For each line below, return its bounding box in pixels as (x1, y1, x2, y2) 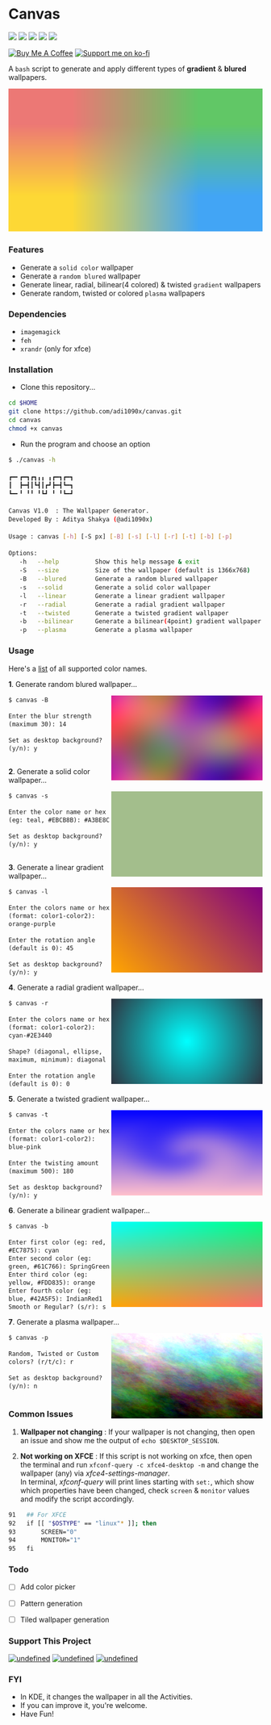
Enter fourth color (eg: (8, 1287, 92, 1295)
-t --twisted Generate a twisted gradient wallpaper (19, 609, 229, 618)
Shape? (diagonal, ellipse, (8, 1047, 103, 1056)
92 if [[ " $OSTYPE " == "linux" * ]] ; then (8, 1519, 157, 1527)
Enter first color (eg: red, (8, 1238, 106, 1246)
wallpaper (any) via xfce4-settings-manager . (19, 1468, 171, 1478)
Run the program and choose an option (19, 439, 151, 449)
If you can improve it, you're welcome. (19, 1701, 148, 1710)
